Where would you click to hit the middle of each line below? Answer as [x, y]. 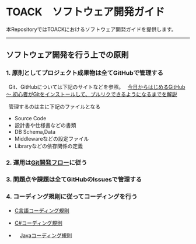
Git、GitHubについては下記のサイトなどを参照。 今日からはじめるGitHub [97, 87]
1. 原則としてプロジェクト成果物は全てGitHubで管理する [85, 73]
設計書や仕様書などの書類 [45, 125]
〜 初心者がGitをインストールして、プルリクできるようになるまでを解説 [92, 94]
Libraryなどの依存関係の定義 [49, 146]
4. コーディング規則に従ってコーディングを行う [72, 197]
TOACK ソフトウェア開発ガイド [85, 12]
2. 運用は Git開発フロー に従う [47, 162]
